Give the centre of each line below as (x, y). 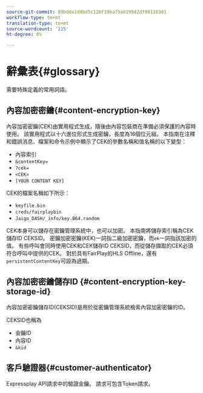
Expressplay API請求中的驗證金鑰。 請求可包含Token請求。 (80, 383)
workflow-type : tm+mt (34, 18)
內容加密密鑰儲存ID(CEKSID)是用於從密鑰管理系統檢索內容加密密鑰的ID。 (98, 307)
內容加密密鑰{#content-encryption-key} (83, 111)
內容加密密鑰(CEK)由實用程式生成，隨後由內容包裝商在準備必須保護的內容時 (101, 126)
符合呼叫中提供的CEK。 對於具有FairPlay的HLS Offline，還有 (82, 253)
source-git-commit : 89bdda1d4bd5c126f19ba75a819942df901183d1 (86, 12)
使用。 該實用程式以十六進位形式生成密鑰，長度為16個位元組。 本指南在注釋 (101, 133)
